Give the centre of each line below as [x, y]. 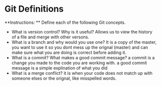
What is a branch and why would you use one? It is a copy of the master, [84, 42]
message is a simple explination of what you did [59, 68]
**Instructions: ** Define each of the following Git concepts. [65, 22]
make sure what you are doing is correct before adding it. [69, 52]
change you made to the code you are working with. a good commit [79, 63]
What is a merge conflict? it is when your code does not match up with [82, 73]
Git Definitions [34, 9]
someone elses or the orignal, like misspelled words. [64, 78]
